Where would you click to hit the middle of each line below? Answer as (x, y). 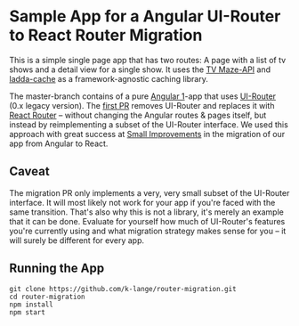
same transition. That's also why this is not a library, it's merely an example (147, 212)
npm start (28, 312)
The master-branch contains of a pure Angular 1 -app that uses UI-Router (143, 96)
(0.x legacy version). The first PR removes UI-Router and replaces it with (142, 105)
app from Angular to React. (59, 143)
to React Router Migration (106, 35)
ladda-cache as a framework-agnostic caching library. (109, 78)
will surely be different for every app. (77, 240)
